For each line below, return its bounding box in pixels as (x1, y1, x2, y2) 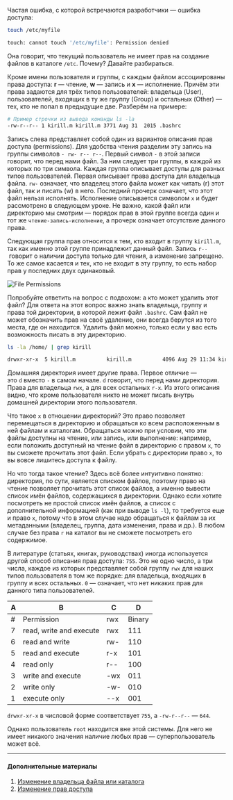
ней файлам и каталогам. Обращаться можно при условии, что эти (7, 427, 207, 435)
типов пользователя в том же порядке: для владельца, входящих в (7, 571, 207, 580)
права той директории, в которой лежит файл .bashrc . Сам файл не (7, 308, 207, 316)
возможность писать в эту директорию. (7, 330, 127, 338)
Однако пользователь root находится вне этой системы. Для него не (7, 725, 213, 733)
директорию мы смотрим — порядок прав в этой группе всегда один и (7, 209, 220, 217)
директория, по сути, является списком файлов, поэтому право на (7, 477, 206, 485)
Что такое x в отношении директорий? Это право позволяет (7, 411, 186, 420)
